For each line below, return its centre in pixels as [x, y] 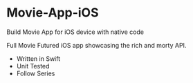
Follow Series [36, 73]
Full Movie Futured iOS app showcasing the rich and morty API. [96, 45]
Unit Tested [33, 66]
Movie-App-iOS [53, 13]
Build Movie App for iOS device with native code [75, 32]
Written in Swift [38, 58]
